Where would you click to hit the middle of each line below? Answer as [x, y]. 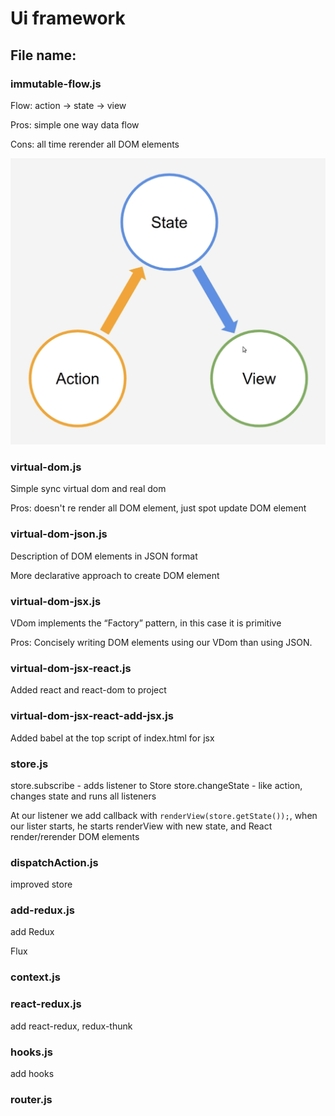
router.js [31, 1099]
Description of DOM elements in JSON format [104, 556]
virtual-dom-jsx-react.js [71, 668]
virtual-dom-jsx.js [56, 601]
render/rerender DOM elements [75, 836]
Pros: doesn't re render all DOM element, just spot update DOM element [158, 508]
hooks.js [31, 1052]
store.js [29, 764]
